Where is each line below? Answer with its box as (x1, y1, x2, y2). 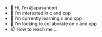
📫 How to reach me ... (10, 26, 58, 32)
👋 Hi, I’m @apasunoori (10, 5, 57, 10)
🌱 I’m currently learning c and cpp (10, 15, 82, 21)
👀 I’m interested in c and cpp (10, 10, 71, 16)
